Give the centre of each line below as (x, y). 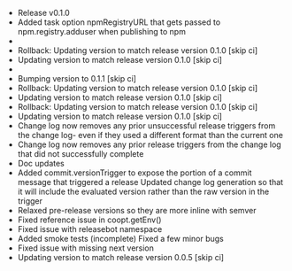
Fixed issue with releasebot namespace (90, 229)
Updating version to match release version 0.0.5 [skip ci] (120, 257)
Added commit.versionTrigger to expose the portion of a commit (134, 173)
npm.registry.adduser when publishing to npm (101, 31)
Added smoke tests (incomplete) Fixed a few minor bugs (120, 239)
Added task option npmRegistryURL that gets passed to (119, 22)
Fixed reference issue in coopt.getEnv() (89, 220)
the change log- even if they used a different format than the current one (150, 135)
